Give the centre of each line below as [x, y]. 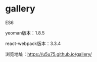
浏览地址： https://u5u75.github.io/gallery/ [48, 54]
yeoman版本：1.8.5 [25, 32]
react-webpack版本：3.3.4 [33, 43]
